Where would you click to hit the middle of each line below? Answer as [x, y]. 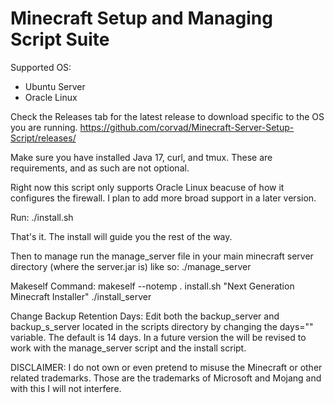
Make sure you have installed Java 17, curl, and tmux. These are [141, 157]
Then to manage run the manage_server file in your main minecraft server [162, 256]
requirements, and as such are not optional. [100, 168]
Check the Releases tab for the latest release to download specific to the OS [167, 116]
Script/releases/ [43, 138]
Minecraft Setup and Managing [141, 18]
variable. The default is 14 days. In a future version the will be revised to [158, 337]
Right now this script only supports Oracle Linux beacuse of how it [147, 187]
